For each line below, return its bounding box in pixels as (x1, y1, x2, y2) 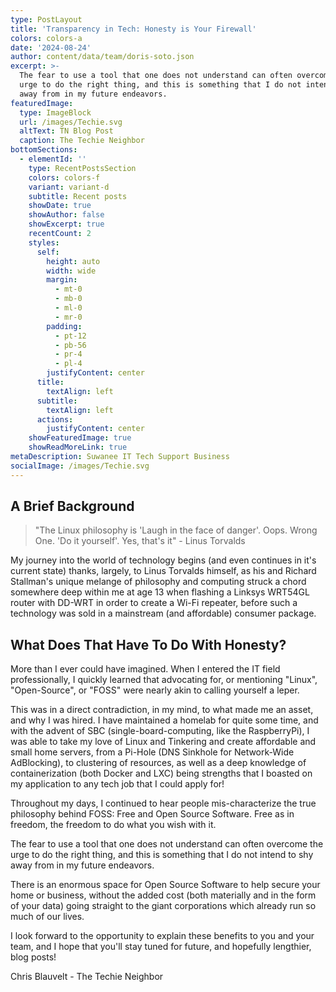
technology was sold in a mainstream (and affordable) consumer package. (10, 607, 317, 620)
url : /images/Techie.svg (19, 117, 123, 127)
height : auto (46, 256, 101, 266)
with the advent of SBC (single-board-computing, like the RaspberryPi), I (10, 725, 310, 737)
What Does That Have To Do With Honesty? (10, 636, 287, 653)
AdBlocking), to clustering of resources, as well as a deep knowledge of (10, 757, 307, 769)
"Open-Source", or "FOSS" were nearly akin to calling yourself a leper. (10, 684, 300, 696)
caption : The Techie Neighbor (19, 136, 145, 146)
